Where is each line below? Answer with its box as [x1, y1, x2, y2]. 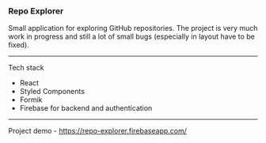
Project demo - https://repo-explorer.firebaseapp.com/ [8, 126, 188, 136]
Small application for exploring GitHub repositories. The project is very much [8, 24, 258, 33]
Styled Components [19, 87, 85, 96]
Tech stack [8, 63, 44, 73]
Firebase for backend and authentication [19, 103, 153, 113]
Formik [19, 95, 43, 104]
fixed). [8, 40, 29, 50]
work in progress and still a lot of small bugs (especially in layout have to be [8, 32, 255, 41]
